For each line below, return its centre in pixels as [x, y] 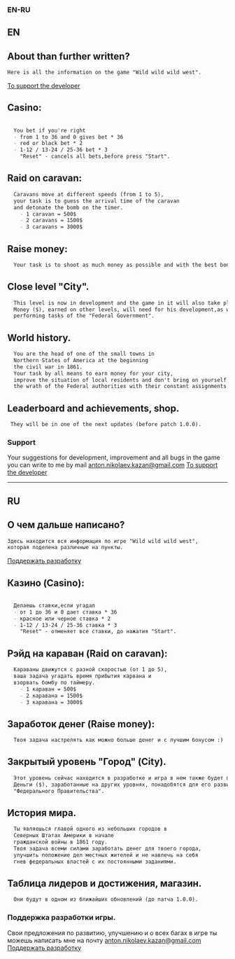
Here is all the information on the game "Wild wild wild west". [104, 73]
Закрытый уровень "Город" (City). [87, 762]
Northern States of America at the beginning [81, 360]
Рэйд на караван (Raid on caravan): [87, 653]
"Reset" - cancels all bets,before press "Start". [95, 157]
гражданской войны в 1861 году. [61, 842]
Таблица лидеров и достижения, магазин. [105, 883]
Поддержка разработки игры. [62, 918]
